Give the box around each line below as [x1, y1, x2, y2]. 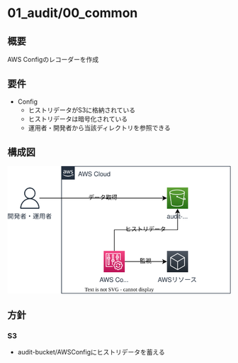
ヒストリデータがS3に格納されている [28, 105, 136, 114]
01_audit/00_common [7, 5, 138, 21]
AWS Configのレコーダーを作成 [7, 55, 99, 63]
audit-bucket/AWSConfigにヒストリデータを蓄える [17, 348, 165, 357]
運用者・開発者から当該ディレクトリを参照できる [28, 123, 171, 132]
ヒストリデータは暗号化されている [28, 114, 128, 123]
